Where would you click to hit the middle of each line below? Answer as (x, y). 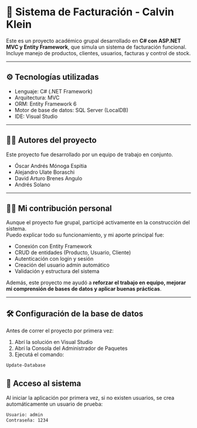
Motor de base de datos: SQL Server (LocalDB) (72, 110)
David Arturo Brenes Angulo (48, 178)
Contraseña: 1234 (27, 420)
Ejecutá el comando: (39, 355)
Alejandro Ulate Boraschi (45, 172)
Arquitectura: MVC (37, 97)
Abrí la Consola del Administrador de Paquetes (71, 348)
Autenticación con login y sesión (54, 259)
